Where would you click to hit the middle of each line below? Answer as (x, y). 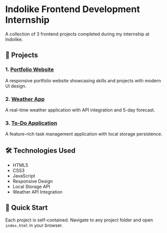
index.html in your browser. (34, 225)
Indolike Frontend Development (73, 9)
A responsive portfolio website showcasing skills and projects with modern (83, 80)
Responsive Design (33, 181)
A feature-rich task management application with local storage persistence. (84, 134)
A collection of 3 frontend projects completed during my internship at (77, 34)
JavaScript (24, 176)
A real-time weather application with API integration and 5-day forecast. (80, 110)
